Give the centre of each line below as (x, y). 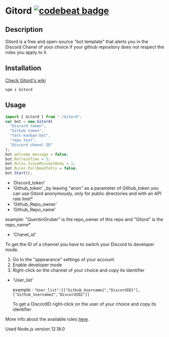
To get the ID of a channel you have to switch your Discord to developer (80, 244)
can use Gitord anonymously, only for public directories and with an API (87, 194)
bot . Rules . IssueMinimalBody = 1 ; (40, 164)
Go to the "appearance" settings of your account (63, 259)
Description (24, 30)
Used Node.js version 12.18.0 (35, 329)
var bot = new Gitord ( (29, 121)
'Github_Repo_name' (34, 209)
